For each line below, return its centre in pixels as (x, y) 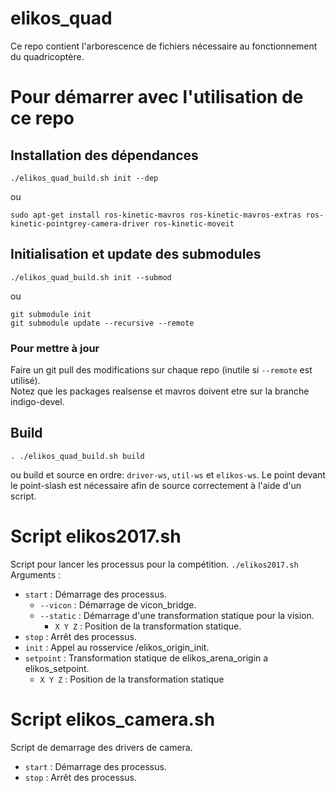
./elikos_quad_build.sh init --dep (84, 178)
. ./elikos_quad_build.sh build (77, 456)
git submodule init (51, 314)
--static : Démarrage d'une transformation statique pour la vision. (177, 615)
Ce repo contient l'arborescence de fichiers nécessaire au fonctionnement (164, 46)
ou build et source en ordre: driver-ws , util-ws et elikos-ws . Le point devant (168, 474)
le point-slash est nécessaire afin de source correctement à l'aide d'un (156, 485)
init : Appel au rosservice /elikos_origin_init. (117, 647)
